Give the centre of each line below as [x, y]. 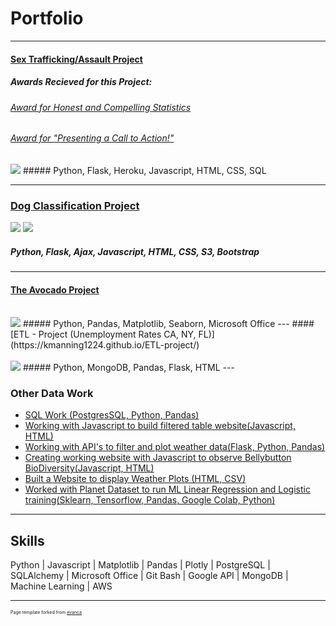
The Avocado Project [55, 289]
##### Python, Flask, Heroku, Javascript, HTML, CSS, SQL [144, 170]
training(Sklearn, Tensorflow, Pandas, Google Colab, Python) [150, 500]
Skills [27, 540]
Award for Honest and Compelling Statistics [101, 107]
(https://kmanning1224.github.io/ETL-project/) [105, 345]
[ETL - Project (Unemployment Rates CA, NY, [103, 334]
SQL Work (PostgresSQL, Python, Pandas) [112, 415]
